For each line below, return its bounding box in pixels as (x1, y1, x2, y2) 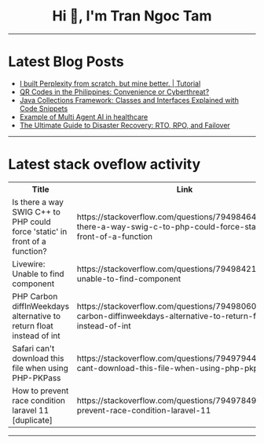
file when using (12, 362, 68, 373)
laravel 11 (12, 405, 49, 416)
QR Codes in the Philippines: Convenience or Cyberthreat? (19, 86, 210, 97)
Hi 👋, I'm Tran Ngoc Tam (52, 7, 212, 25)
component (12, 278, 55, 289)
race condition (12, 394, 65, 405)
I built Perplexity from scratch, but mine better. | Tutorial (19, 79, 201, 88)
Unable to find (12, 268, 64, 279)
